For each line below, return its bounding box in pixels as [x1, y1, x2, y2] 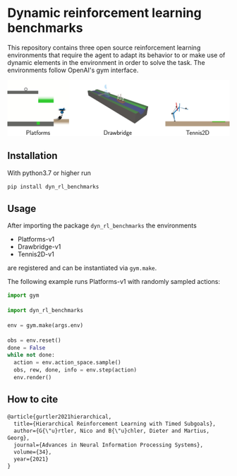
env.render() [13, 374, 52, 381]
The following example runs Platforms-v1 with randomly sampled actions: [7, 278, 221, 286]
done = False [7, 344, 46, 351]
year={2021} [13, 456, 49, 463]
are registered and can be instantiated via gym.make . [7, 263, 157, 273]
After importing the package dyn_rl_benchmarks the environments [7, 221, 197, 230]
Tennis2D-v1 [17, 250, 54, 258]
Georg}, [7, 434, 30, 441]
